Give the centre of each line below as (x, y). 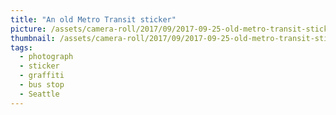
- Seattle (39, 94)
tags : (21, 47)
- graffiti (42, 76)
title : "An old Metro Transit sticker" (93, 19)
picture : (28, 29)
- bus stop (42, 85)
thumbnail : (33, 38)
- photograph (46, 57)
